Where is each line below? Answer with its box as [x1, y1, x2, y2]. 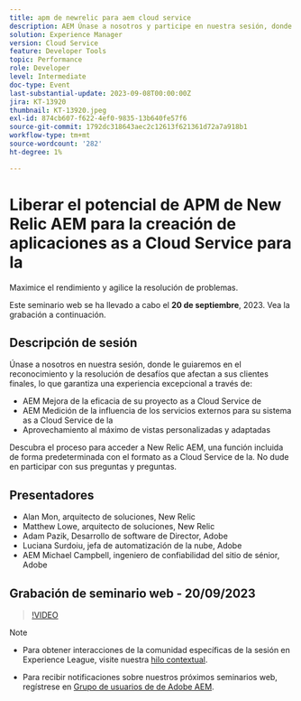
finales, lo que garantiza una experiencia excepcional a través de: [9, 379, 252, 389]
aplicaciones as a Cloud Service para [9, 232, 292, 253]
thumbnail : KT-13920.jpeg [9, 106, 106, 115]
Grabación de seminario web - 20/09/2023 [9, 585, 256, 601]
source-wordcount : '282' [9, 139, 103, 148]
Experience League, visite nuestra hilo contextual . [22, 654, 208, 665]
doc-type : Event [9, 80, 70, 89]
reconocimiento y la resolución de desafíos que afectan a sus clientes [9, 369, 269, 379]
